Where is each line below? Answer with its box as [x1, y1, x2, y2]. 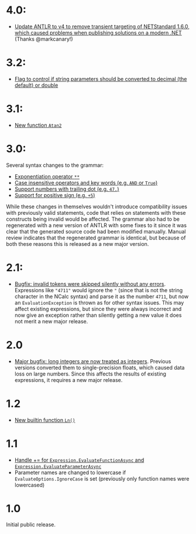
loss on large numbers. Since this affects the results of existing [14, 370, 167, 377]
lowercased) [14, 481, 45, 488]
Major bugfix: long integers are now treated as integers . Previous [14, 357, 171, 364]
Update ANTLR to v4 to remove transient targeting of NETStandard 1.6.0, [14, 23, 190, 30]
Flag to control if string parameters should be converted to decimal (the [14, 75, 187, 82]
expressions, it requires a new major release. [14, 376, 123, 383]
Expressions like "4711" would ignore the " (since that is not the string [14, 286, 183, 293]
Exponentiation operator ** [14, 173, 80, 180]
